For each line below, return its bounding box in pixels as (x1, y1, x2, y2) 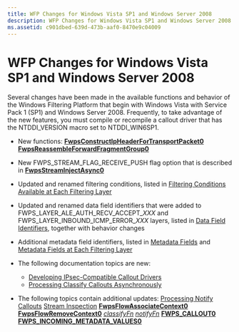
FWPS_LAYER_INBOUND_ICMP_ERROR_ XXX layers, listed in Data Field (17, 217, 226, 225)
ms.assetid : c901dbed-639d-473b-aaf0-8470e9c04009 (7, 24, 161, 31)
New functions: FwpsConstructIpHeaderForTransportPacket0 (17, 137, 205, 146)
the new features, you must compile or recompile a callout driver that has (7, 115, 223, 125)
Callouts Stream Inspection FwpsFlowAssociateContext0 (17, 302, 188, 311)
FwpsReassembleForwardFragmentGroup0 (17, 145, 150, 153)
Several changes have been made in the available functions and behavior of (7, 93, 230, 102)
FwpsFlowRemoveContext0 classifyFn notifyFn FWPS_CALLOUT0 (17, 309, 216, 318)
